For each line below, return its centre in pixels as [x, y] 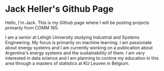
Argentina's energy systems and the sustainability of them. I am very [75, 53]
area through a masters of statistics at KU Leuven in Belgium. [67, 63]
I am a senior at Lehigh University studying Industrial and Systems [72, 37]
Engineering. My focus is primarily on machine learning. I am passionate [79, 42]
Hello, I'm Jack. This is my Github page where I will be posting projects [77, 23]
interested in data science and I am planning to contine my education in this [82, 58]
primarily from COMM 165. [32, 27]
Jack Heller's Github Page [59, 9]
